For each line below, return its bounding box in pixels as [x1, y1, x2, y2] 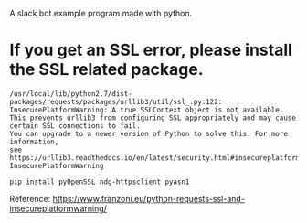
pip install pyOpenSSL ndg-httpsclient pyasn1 [9, 177, 190, 186]
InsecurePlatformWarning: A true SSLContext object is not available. [9, 105, 284, 114]
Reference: [9, 193, 51, 204]
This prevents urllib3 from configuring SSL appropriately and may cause [9, 113, 297, 122]
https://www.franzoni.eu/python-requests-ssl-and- [52, 193, 245, 204]
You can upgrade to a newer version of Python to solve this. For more [9, 129, 288, 138]
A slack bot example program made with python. [9, 8, 193, 18]
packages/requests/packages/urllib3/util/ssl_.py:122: [9, 97, 223, 106]
